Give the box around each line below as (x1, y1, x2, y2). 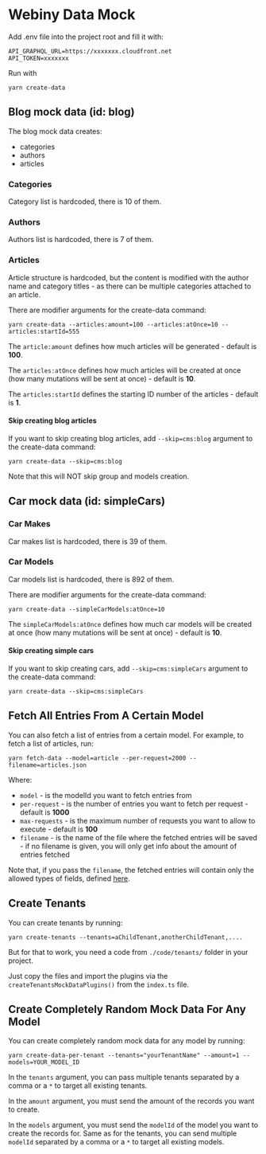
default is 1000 (19, 807, 70, 817)
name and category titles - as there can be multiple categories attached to (8, 281, 252, 291)
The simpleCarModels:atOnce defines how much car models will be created (8, 619, 253, 628)
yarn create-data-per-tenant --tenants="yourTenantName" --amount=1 (8, 1051, 240, 1060)
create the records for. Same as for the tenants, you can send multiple (8, 1129, 237, 1138)
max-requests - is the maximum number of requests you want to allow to (19, 816, 256, 825)
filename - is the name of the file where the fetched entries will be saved (19, 832, 258, 842)
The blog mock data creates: (8, 126, 102, 136)
